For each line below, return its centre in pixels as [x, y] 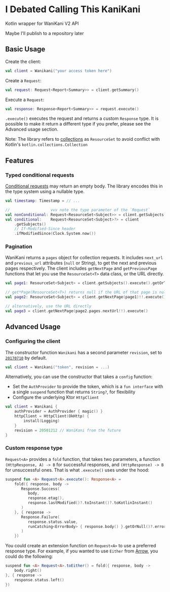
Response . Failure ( [40, 517]
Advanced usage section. [32, 129]
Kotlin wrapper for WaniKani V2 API [42, 23]
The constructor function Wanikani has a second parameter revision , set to [84, 352]
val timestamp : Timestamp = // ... [43, 201]
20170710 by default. [26, 358]
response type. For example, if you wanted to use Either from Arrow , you [82, 551]
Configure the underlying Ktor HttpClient [56, 397]
